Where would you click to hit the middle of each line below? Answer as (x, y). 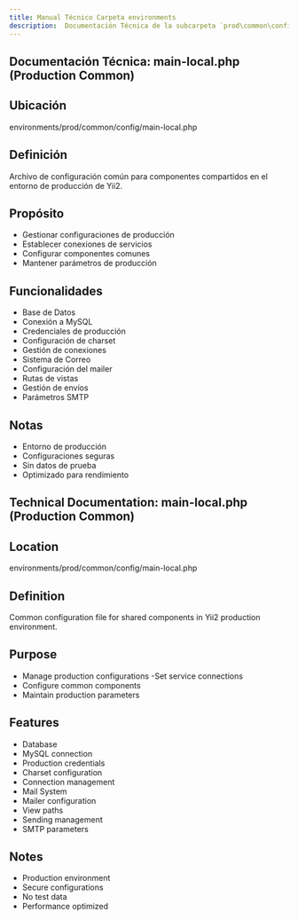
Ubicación (38, 106)
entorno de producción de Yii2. (66, 185)
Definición (39, 155)
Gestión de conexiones (64, 350)
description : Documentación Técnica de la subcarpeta (113, 26)
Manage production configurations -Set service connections (133, 676)
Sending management (63, 819)
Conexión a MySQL (57, 322)
